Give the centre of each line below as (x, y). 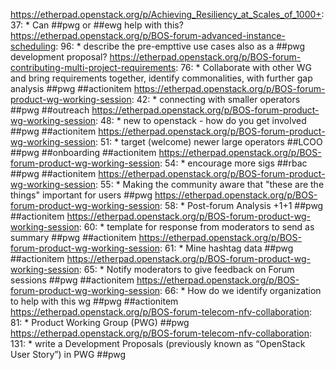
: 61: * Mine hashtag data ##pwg (226, 248)
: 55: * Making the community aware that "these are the (210, 184)
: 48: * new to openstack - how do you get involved (201, 120)
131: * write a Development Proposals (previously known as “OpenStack (158, 343)
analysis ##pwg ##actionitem (71, 88)
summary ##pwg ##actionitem (73, 237)
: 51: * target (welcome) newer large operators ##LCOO (209, 142)
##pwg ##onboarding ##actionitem (83, 152)
